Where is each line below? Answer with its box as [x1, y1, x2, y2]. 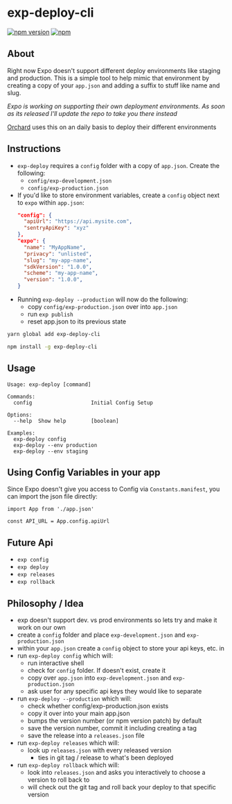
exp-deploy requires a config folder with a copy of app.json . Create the [17, 161, 220, 169]
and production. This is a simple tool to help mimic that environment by [7, 74, 210, 82]
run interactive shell [27, 659, 84, 667]
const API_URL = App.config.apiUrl [7, 518, 110, 525]
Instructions [7, 143, 61, 155]
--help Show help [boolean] [13, 417, 119, 424]
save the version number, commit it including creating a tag [27, 724, 197, 732]
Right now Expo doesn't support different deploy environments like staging [7, 66, 221, 74]
